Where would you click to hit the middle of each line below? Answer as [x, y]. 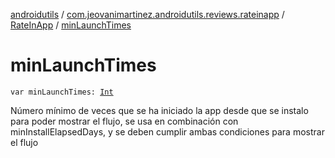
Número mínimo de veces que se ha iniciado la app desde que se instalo [159, 110]
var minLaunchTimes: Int [62, 92]
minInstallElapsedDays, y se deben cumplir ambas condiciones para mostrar [167, 131]
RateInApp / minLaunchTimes [71, 25]
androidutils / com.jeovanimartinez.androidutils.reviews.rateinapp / [147, 14]
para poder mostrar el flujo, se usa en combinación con [124, 121]
